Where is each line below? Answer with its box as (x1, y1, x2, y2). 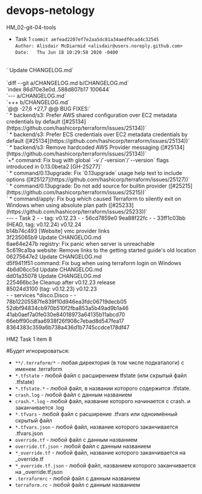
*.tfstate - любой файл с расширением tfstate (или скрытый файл (14, 372, 187, 379)
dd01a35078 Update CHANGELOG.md (6, 272, 101, 279)
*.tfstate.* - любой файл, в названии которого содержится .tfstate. (14, 384, 191, 392)
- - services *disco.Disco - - (6, 291, 77, 298)
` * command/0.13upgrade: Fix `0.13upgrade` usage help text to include (6, 169, 183, 176)
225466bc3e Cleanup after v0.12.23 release (6, 278, 116, 286)
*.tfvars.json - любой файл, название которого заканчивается (14, 423, 178, 430)
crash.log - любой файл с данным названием (14, 391, 133, 398)
